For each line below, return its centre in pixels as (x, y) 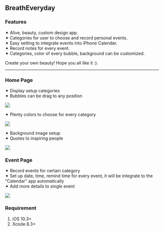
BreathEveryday (30, 8)
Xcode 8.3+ (24, 224)
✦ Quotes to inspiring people (34, 138)
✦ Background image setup (33, 133)
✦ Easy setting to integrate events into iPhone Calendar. (61, 43)
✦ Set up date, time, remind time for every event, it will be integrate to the (79, 176)
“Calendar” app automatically (35, 181)
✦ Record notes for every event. (37, 48)
